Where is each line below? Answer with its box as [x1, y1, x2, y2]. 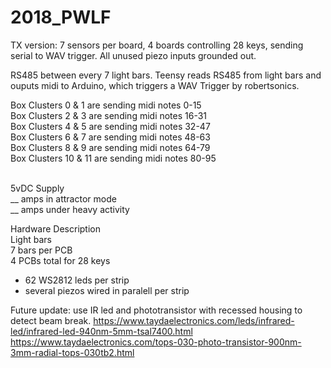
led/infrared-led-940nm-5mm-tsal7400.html [10, 325, 193, 337]
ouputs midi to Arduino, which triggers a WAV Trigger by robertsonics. [10, 79, 300, 91]
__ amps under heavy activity [10, 203, 130, 215]
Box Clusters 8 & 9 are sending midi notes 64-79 [10, 141, 211, 153]
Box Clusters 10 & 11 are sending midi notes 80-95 [10, 152, 217, 164]
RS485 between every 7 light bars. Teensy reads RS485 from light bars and [10, 69, 322, 81]
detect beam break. [10, 314, 92, 326]
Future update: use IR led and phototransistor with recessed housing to [10, 304, 303, 316]
